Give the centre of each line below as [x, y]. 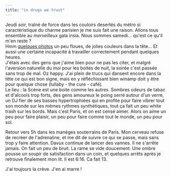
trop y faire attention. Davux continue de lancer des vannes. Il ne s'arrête [82, 143]
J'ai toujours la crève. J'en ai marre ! [44, 169]
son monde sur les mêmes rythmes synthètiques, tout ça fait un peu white [83, 106]
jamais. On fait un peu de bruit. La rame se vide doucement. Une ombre [80, 148]
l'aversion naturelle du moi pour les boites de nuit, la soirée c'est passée [81, 68]
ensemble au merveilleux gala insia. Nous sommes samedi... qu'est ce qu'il [84, 35]
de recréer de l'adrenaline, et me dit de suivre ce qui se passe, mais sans [82, 137]
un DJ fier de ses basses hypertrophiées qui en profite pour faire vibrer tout [85, 100]
